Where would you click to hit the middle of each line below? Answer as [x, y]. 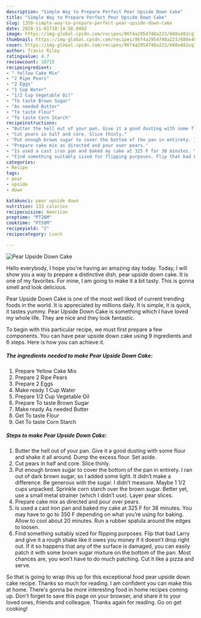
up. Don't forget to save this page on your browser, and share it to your [94, 596]
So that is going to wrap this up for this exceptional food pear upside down [98, 577]
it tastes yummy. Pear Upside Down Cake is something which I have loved [97, 311]
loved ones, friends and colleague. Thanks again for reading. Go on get [94, 602]
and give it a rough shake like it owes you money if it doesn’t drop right [102, 540]
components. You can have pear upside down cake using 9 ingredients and [99, 335]
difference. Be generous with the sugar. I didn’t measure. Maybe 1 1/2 [100, 482]
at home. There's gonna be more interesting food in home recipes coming [97, 589]
